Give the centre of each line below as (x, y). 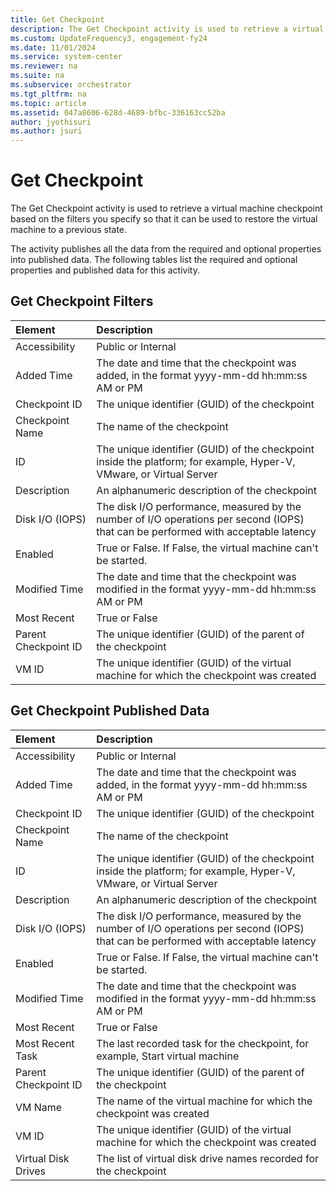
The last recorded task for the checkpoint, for (203, 1043)
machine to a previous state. (69, 230)
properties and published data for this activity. (105, 270)
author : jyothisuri (51, 122)
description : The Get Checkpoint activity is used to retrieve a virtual (167, 29)
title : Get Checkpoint (57, 19)
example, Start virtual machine (168, 1056)
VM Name (39, 1107)
